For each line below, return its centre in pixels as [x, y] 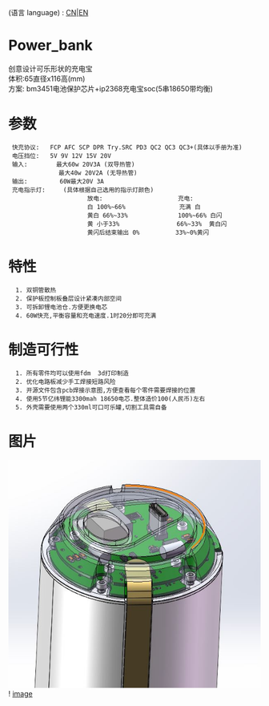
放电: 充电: [140, 198]
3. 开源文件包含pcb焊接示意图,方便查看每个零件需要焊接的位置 [106, 390]
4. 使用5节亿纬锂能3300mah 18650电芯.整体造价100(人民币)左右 [110, 399]
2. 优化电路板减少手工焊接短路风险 [66, 381]
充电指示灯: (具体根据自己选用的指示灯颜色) [83, 190]
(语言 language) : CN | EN [48, 12]
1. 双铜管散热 [36, 290]
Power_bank [51, 45]
